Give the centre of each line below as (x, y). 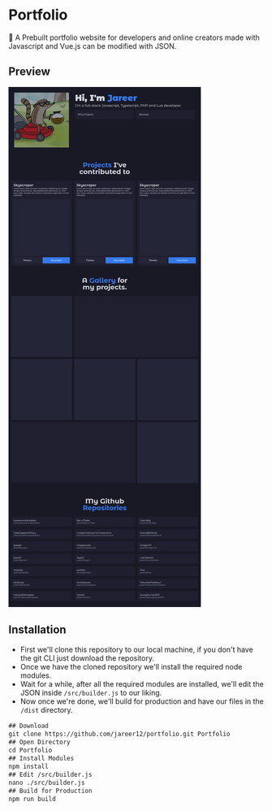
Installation (37, 630)
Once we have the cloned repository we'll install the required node (131, 666)
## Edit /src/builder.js (50, 774)
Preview (30, 72)
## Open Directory (39, 742)
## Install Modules (41, 758)
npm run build (32, 799)
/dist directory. (46, 709)
